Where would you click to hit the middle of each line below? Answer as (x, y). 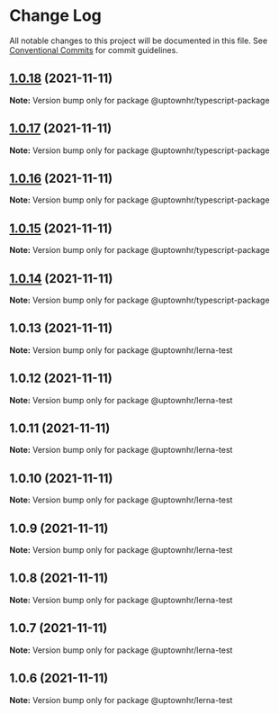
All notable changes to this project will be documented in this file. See (139, 41)
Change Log (55, 16)
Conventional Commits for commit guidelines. (94, 50)
